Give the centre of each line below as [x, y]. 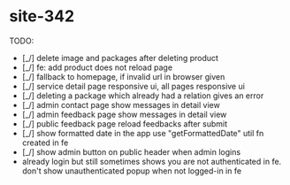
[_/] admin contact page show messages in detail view [121, 104]
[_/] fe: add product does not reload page [97, 67]
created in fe [45, 143]
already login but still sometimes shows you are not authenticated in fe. [152, 161]
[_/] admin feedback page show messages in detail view [124, 114]
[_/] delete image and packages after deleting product [120, 58]
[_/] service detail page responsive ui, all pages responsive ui [134, 86]
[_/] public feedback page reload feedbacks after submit [125, 123]
